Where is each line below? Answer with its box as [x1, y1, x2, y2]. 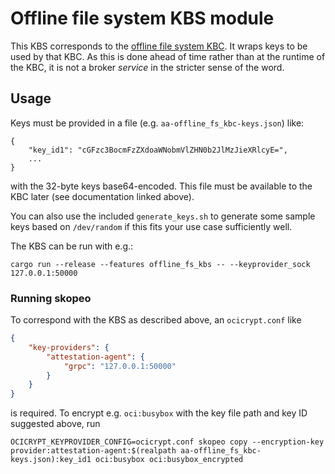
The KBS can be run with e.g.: [10, 240, 134, 252]
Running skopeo [10, 291, 92, 305]
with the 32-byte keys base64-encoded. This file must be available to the [10, 180, 313, 192]
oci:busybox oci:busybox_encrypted [95, 455, 244, 465]
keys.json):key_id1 [10, 455, 92, 465]
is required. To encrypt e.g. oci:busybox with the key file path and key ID [10, 407, 308, 419]
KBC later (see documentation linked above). [10, 190, 195, 202]
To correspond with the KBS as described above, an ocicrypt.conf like [10, 314, 302, 326]
